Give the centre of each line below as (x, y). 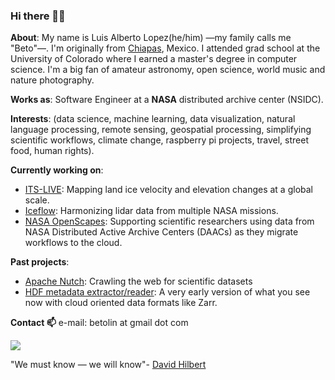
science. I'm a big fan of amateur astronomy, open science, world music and (168, 70)
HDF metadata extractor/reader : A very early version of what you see (167, 292)
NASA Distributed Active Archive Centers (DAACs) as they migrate (161, 232)
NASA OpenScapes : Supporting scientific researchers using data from (169, 221)
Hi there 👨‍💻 (38, 16)
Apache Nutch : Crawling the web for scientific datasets (138, 281)
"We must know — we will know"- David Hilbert (108, 365)
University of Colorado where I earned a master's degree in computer (154, 59)
